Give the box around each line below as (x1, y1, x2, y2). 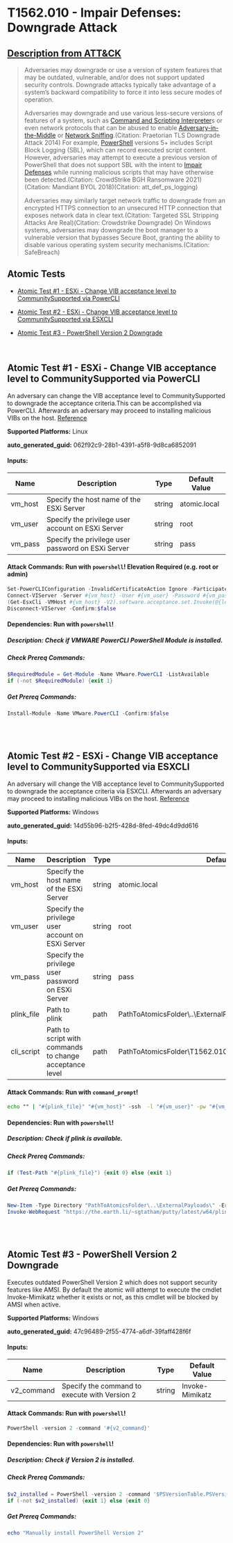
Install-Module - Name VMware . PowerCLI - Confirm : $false (7, 710, 169, 718)
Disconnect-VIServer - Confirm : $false (7, 605, 116, 612)
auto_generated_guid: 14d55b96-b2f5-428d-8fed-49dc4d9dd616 (7, 821, 199, 830)
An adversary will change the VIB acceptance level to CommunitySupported (7, 780, 224, 788)
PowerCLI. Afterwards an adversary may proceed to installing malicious (7, 406, 212, 415)
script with (46, 1034, 81, 1043)
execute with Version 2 (61, 1390, 137, 1400)
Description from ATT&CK (7, 47, 121, 59)
